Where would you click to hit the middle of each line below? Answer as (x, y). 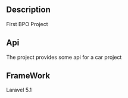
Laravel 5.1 (19, 90)
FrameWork (28, 76)
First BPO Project (27, 24)
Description (28, 10)
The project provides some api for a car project (64, 57)
